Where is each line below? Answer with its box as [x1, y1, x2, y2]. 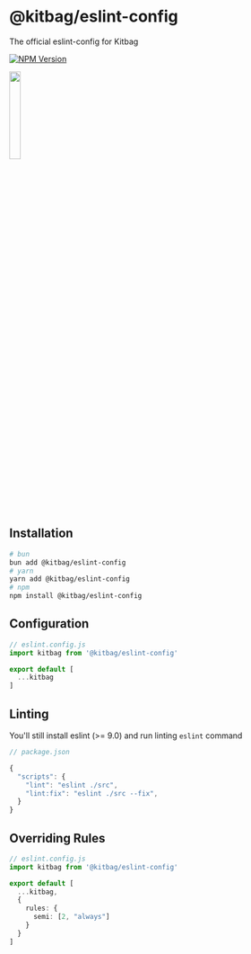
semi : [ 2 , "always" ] [32, 913, 110, 922]
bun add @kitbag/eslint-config [9, 557, 126, 567]
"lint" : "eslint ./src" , [25, 780, 118, 789]
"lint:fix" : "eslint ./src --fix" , [25, 789, 159, 798]
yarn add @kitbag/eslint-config [9, 575, 130, 584]
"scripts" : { [17, 771, 66, 781]
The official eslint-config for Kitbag [9, 36, 139, 47]
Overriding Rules [9, 830, 106, 846]
